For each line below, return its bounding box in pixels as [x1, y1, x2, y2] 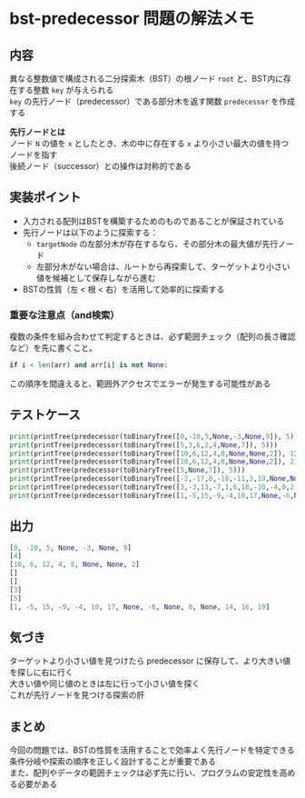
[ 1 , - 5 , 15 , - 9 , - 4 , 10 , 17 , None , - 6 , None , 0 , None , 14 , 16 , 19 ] [9, 602, 271, 612]
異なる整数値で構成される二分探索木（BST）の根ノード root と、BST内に [9, 74, 284, 84]
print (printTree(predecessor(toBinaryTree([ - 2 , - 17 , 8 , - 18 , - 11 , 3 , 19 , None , [9, 474, 290, 484]
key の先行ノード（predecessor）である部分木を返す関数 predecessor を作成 [9, 96, 296, 106]
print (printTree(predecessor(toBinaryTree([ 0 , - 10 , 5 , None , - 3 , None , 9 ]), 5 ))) [9, 432, 302, 441]
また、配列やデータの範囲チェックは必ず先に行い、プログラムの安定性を [9, 767, 280, 778]
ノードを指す [9, 149, 57, 160]
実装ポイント [9, 190, 82, 205]
